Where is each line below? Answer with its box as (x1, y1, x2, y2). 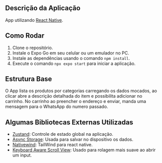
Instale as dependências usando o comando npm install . (12, 55, 130, 61)
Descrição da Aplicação (5, 4, 81, 12)
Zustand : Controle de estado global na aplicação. (12, 131, 113, 137)
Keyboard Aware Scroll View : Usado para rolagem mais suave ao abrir (12, 147, 156, 153)
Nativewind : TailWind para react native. (12, 142, 93, 148)
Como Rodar (5, 32, 45, 40)
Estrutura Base (5, 75, 52, 83)
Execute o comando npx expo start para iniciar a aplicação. (12, 60, 136, 66)
